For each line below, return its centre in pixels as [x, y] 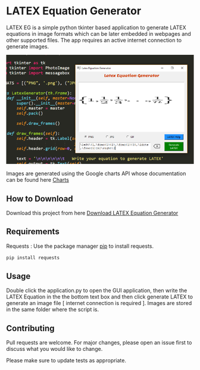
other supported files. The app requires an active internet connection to [94, 40]
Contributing [30, 328]
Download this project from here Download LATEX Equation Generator [92, 213]
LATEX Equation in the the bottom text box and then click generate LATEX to [100, 297]
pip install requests [33, 257]
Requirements [33, 231]
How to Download [40, 199]
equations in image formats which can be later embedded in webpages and [99, 33]
